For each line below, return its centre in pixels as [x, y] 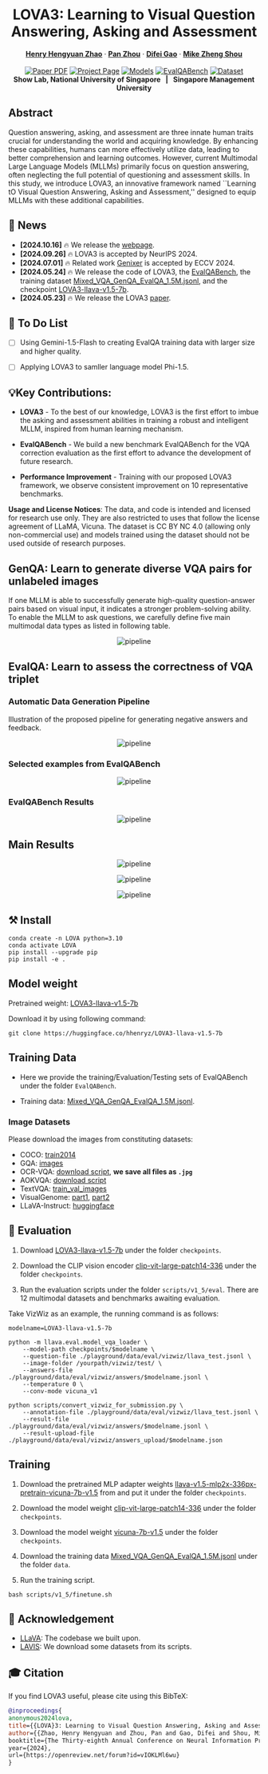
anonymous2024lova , [41, 1718]
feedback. [25, 727]
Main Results [41, 844]
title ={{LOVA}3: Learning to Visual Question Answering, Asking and [124, 1725]
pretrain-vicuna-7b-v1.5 [59, 1492]
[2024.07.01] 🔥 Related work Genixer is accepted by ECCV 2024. [127, 262]
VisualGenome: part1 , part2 [65, 1197]
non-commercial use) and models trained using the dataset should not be [129, 535]
